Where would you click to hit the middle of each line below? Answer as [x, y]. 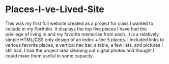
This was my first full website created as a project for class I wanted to [79, 23]
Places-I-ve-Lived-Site [55, 9]
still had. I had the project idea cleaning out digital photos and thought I [80, 50]
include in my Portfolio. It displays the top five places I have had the [76, 28]
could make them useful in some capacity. [50, 56]
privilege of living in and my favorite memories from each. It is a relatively [82, 34]
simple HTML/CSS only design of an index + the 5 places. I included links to [85, 40]
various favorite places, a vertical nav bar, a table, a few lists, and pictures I [84, 45]
